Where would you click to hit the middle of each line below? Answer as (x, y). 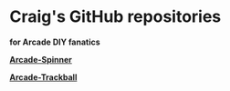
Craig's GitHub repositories (115, 17)
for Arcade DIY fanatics (55, 42)
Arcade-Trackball (43, 77)
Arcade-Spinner (41, 59)
